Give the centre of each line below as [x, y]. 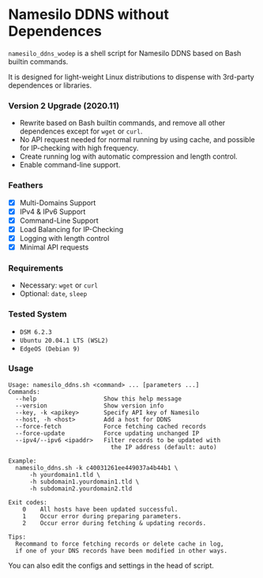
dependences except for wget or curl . [81, 131]
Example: [23, 461]
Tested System [38, 314]
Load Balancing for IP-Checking [71, 229]
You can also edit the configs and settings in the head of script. [111, 565]
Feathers [26, 186]
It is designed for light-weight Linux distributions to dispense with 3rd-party [131, 77]
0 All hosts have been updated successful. [100, 509]
